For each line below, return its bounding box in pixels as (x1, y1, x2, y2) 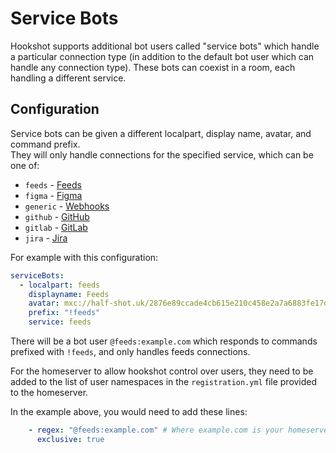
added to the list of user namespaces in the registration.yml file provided (10, 376, 318, 387)
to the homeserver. (10, 387, 89, 398)
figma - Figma (24, 189, 83, 201)
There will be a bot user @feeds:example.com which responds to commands (10, 335, 318, 347)
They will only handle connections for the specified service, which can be (10, 148, 314, 161)
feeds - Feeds (24, 178, 82, 191)
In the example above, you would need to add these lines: (10, 406, 248, 417)
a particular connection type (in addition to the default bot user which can (10, 50, 315, 62)
